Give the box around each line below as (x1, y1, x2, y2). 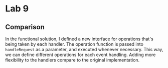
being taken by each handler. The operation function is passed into (5, 41, 144, 47)
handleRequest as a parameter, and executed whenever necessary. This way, (5, 47, 163, 52)
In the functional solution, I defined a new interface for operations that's (5, 36, 154, 42)
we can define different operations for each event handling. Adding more (5, 52, 156, 58)
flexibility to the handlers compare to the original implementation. (5, 57, 140, 63)
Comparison (5, 23, 45, 31)
